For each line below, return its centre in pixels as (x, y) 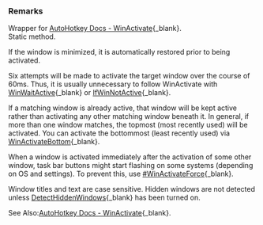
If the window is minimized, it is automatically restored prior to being (119, 52)
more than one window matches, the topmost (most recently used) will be (128, 125)
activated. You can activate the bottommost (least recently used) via (119, 133)
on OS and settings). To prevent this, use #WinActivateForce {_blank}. (121, 174)
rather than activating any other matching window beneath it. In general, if (129, 116)
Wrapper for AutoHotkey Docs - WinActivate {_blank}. (95, 29)
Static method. (32, 36)
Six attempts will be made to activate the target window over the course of (129, 76)
